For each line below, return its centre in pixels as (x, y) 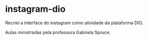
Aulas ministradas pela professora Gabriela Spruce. (58, 32)
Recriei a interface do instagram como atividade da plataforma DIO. (74, 23)
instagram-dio (35, 9)
